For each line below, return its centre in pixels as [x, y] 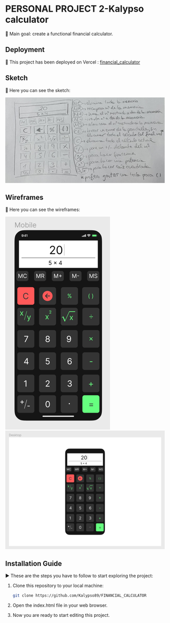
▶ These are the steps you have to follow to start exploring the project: [79, 576]
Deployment [25, 50]
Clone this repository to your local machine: [58, 585]
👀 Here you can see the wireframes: [43, 210]
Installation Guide [34, 563]
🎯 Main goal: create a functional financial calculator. [59, 34]
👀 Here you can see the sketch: [38, 90]
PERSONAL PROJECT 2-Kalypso [75, 9]
